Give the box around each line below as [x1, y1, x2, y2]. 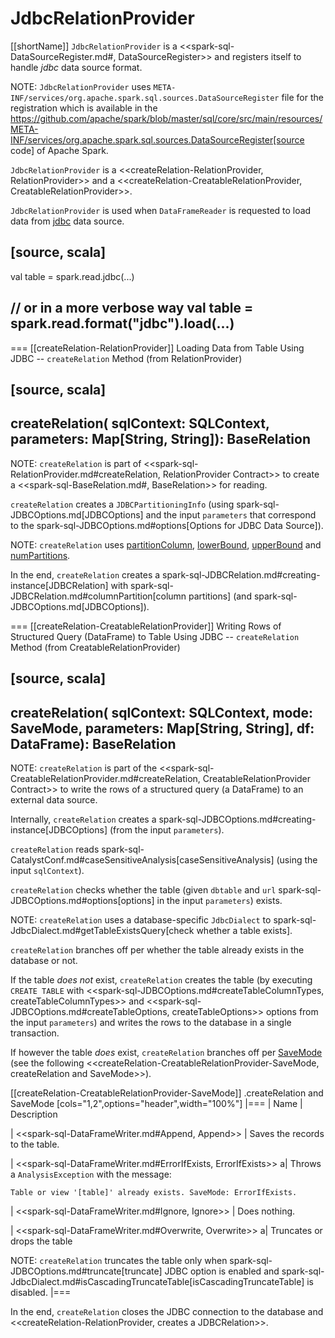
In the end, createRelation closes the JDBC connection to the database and [10, 1305, 324, 1317]
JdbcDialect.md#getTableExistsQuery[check [10, 924, 195, 936]
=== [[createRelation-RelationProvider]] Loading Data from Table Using [10, 342, 305, 354]
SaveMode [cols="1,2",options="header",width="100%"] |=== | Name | [10, 1097, 303, 1109]
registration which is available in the [10, 102, 158, 114]
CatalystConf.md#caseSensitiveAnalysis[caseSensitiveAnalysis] [10, 853, 275, 866]
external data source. [10, 793, 98, 806]
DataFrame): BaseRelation [10, 735, 177, 752]
